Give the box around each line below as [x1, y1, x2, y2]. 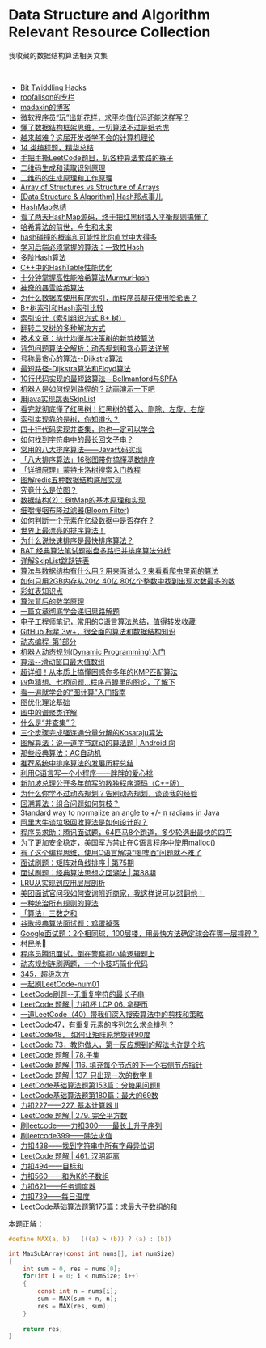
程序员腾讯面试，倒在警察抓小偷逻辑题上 [19, 948, 155, 958]
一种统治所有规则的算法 [19, 898, 99, 908]
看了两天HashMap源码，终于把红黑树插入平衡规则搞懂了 [19, 212, 209, 222]
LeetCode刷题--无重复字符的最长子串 [19, 989, 145, 998]
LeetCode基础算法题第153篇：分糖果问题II [19, 1080, 161, 1090]
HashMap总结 [19, 201, 67, 211]
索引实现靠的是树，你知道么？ [19, 414, 120, 424]
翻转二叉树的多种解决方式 [19, 323, 106, 333]
